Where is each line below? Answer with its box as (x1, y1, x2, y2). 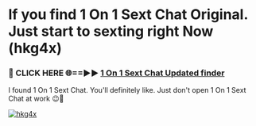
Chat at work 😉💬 (8, 94, 64, 104)
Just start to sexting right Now (8, 22, 214, 40)
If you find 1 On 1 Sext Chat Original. (8, 6, 248, 24)
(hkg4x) (8, 40, 62, 57)
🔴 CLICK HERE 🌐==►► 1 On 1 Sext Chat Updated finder (8, 67, 225, 78)
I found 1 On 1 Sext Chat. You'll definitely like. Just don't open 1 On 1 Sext (8, 86, 246, 95)
